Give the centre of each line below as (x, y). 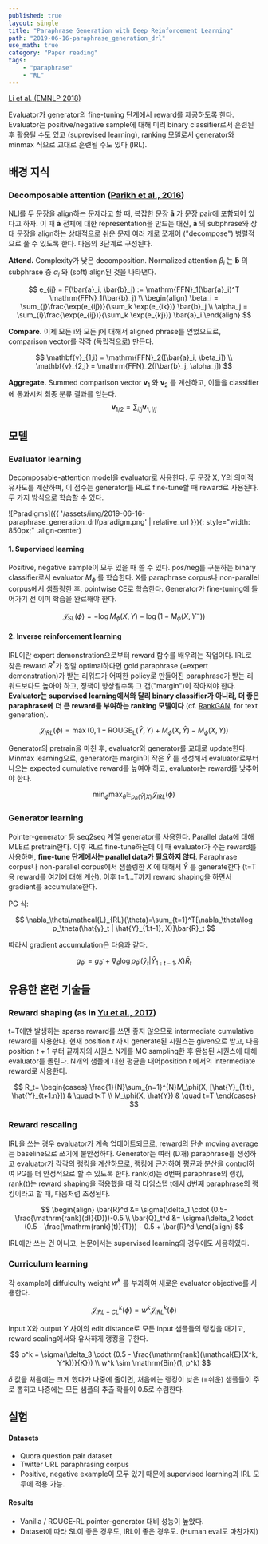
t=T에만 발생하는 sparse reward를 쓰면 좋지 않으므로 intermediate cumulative (131, 1031)
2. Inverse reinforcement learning (65, 636)
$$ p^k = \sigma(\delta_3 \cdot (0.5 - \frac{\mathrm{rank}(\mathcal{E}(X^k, (134, 1354)
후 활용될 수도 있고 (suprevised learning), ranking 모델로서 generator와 (122, 134)
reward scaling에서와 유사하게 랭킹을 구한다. (79, 1338)
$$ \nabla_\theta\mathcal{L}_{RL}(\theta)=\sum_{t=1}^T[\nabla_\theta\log (134, 920)
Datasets (24, 1438)
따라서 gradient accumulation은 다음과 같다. (78, 944)
